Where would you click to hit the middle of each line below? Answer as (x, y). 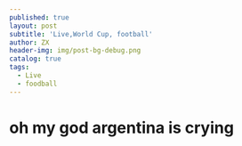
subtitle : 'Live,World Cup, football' (81, 34)
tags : (19, 68)
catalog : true (36, 59)
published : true (39, 17)
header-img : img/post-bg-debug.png (75, 51)
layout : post (33, 26)
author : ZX (29, 42)
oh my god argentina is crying (121, 128)
